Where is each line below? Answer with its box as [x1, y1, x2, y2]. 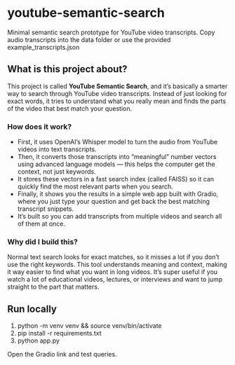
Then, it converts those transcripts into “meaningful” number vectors [17, 153, 217, 161]
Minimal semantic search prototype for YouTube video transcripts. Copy [7, 28, 215, 36]
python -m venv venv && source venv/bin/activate [17, 322, 163, 330]
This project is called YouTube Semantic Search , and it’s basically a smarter [7, 82, 228, 90]
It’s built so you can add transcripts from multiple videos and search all [17, 212, 222, 221]
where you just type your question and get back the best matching [17, 198, 210, 206]
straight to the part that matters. [7, 282, 100, 291]
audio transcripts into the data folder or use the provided [7, 35, 171, 43]
